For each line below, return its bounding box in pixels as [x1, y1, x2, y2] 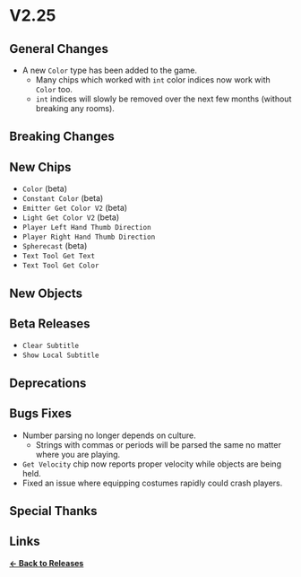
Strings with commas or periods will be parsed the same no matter [35, 439, 282, 450]
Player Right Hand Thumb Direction [21, 232, 156, 242]
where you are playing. [35, 449, 121, 459]
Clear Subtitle [21, 342, 80, 351]
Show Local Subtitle [21, 351, 99, 360]
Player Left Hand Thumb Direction [21, 223, 151, 232]
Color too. [35, 84, 73, 94]
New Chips [9, 159, 72, 175]
